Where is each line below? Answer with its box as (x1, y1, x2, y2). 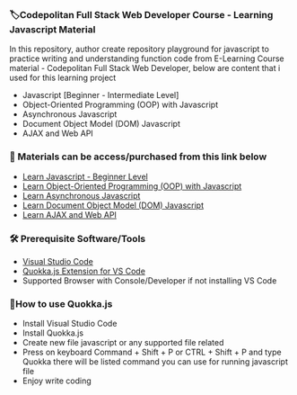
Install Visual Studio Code (22, 319, 118, 329)
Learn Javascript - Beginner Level (22, 171, 148, 182)
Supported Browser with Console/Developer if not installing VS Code (22, 274, 277, 286)
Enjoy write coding (22, 375, 92, 386)
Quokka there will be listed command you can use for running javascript (22, 356, 289, 367)
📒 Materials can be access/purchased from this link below (9, 150, 267, 163)
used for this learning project (9, 72, 117, 84)
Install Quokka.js (22, 328, 83, 338)
